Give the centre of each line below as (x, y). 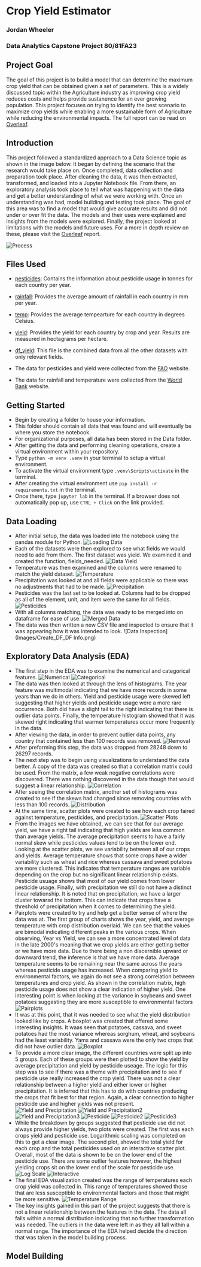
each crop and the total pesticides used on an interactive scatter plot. (100, 1148)
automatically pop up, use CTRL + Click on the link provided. (89, 503)
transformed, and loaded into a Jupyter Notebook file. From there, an (91, 183)
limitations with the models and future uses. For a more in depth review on (98, 227)
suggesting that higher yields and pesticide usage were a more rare (98, 703)
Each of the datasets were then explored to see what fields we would (100, 549)
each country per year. (43, 285)
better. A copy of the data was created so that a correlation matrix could (103, 766)
